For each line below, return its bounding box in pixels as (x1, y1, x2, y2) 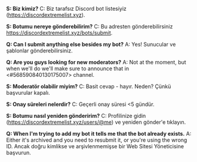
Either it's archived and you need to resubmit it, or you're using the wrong (6, 136, 187, 144)
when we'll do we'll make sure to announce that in (6, 65, 130, 72)
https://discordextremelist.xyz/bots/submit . (6, 29, 113, 36)
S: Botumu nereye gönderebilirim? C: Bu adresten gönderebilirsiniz (6, 23, 173, 30)
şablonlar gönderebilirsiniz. (6, 47, 73, 54)
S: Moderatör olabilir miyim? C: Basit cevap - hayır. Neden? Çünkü (6, 83, 171, 90)
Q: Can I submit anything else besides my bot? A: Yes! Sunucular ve (6, 41, 176, 48)
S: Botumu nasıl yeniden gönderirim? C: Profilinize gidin (6, 113, 146, 119)
